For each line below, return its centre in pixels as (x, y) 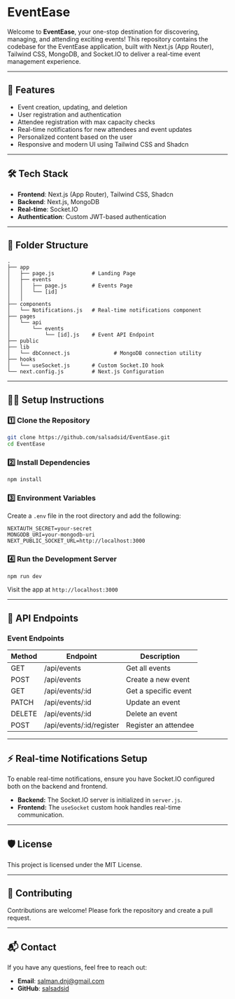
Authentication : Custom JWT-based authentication (92, 216)
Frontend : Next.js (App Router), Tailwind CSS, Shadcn (95, 194)
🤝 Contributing (40, 893)
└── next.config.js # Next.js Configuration (86, 372)
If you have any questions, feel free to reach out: (77, 967)
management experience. (44, 61)
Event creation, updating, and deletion (72, 107)
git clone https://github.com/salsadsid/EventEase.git (89, 438)
